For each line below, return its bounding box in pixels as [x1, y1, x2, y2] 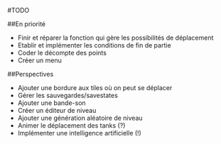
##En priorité [7, 20, 46, 28]
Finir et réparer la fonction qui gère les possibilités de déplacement [17, 33, 214, 42]
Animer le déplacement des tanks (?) [17, 121, 126, 130]
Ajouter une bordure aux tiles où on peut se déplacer [17, 84, 173, 92]
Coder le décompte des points [17, 49, 107, 57]
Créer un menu [17, 56, 63, 65]
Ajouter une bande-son [17, 99, 87, 107]
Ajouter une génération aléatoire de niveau [17, 113, 144, 122]
